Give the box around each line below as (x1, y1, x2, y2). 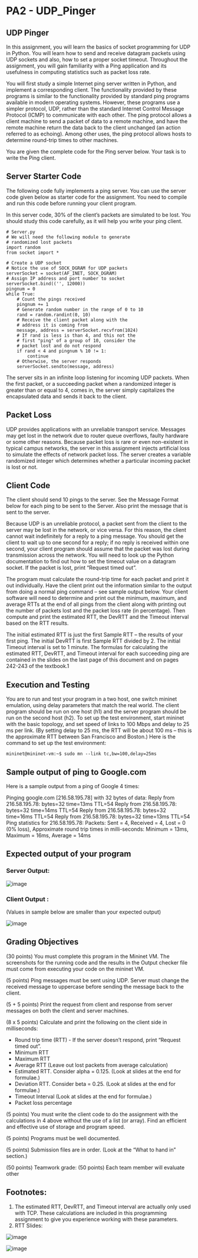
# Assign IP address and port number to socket (6, 275, 126, 282)
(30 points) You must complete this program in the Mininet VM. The (6, 953, 170, 960)
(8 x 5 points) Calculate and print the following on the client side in (6, 1018, 167, 1025)
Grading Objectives (6, 937, 79, 947)
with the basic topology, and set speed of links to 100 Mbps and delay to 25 (6, 721, 190, 728)
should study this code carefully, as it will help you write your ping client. (6, 217, 183, 224)
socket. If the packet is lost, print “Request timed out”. (6, 564, 137, 572)
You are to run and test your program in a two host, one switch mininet (6, 695, 177, 702)
